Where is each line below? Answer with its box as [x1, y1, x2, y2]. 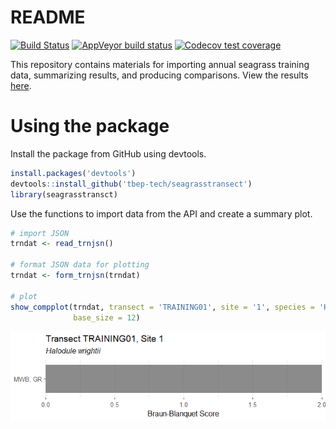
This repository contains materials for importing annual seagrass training [10, 58, 310, 70]
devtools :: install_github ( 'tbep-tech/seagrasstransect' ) [10, 179, 253, 189]
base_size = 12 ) [73, 312, 141, 323]
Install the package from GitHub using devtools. [10, 147, 207, 160]
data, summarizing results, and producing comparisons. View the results [10, 69, 309, 81]
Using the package [10, 115, 170, 138]
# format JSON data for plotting [10, 260, 150, 270]
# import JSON [10, 228, 70, 238]
